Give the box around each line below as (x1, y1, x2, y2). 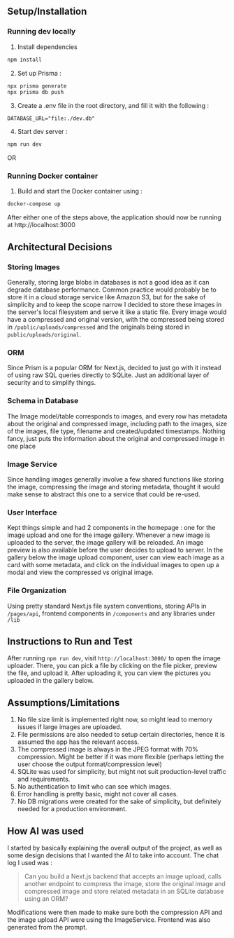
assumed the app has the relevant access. (17, 738, 140, 746)
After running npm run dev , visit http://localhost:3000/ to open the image (7, 654, 221, 662)
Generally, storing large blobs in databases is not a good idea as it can (7, 278, 210, 287)
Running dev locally (7, 27, 76, 36)
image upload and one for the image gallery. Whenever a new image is (7, 531, 211, 539)
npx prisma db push (7, 89, 64, 96)
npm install (7, 56, 42, 63)
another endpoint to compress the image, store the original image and (24, 879, 226, 888)
